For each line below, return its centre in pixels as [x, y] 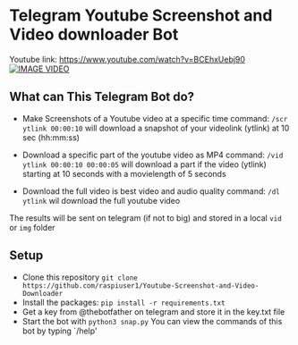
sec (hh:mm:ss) [51, 137]
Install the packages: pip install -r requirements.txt [123, 302]
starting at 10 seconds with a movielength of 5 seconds [124, 173]
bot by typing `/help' [60, 331]
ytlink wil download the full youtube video [101, 200]
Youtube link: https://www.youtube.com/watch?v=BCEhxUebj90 [128, 59]
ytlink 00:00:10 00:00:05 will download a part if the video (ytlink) [144, 164]
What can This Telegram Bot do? [102, 97]
